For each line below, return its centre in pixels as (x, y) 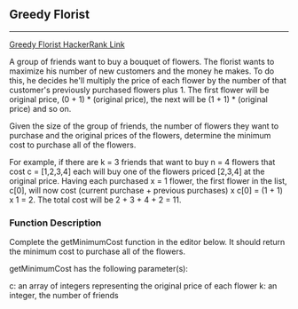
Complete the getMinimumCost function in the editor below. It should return (147, 242)
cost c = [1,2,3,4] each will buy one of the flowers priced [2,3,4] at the (137, 171)
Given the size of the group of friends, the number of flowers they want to (144, 126)
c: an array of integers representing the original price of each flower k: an (143, 286)
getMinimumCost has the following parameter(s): (99, 269)
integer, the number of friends (64, 296)
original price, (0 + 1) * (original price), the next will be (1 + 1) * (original (138, 99)
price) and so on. (40, 108)
